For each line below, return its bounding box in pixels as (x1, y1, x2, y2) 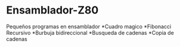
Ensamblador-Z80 (6, 4, 99, 17)
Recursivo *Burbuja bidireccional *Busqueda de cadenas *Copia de (6, 29, 174, 36)
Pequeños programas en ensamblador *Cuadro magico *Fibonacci (6, 23, 172, 30)
